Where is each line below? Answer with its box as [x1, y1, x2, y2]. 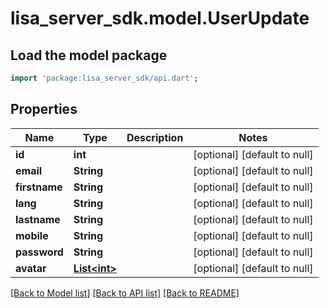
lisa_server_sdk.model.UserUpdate [10, 7, 310, 30]
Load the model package [10, 47, 168, 64]
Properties [10, 101, 78, 118]
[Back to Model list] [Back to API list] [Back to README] [10, 287, 240, 299]
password [15, 245, 64, 259]
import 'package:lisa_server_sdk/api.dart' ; [10, 73, 199, 83]
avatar [15, 261, 47, 275]
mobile [15, 228, 49, 242]
